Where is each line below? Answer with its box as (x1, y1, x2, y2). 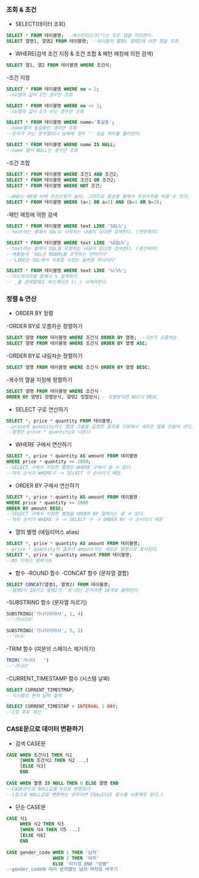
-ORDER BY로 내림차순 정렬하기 (6, 352, 83, 360)
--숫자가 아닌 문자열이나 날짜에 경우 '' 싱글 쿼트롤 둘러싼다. (6, 131, 142, 137)
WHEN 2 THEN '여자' (52, 855, 99, 861)
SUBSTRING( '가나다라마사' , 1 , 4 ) (6, 611, 83, 617)
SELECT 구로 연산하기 (15, 406, 68, 413)
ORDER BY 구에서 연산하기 (15, 482, 80, 489)
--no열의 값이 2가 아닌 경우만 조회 (6, 108, 84, 114)
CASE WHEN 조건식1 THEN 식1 (6, 752, 72, 758)
